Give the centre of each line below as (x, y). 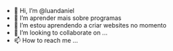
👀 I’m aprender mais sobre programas (67, 18)
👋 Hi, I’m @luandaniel (44, 11)
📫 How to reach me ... (46, 40)
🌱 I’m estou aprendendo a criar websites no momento (90, 25)
